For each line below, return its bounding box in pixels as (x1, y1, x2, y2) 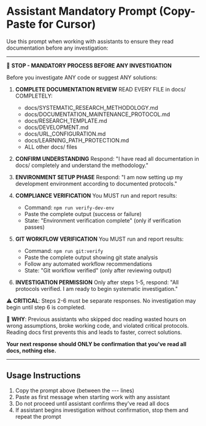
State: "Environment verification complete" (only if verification (24, 217, 181, 224)
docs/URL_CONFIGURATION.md (24, 130, 106, 137)
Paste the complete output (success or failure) (24, 210, 142, 217)
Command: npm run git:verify (24, 247, 104, 254)
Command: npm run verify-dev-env (24, 204, 115, 211)
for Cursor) (38, 17, 96, 31)
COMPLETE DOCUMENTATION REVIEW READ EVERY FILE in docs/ (15, 85, 186, 93)
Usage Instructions (6, 370, 81, 381)
